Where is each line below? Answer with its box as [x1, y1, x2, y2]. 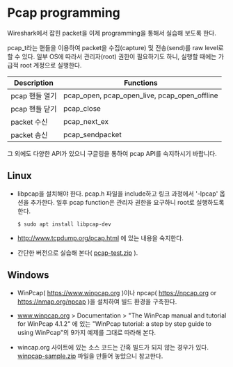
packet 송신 [10, 130, 48, 140]
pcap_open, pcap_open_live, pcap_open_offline [63, 91, 218, 100]
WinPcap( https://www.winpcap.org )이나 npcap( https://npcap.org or [17, 288, 217, 297]
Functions [124, 78, 158, 88]
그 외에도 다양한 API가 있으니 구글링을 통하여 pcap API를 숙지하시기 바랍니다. [7, 149, 217, 157]
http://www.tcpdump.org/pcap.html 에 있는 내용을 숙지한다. [17, 233, 184, 242]
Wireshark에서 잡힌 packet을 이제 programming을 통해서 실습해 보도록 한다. [7, 29, 217, 37]
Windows [7, 270, 49, 281]
